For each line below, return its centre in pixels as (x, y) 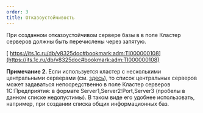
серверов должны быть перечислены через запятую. (76, 41)
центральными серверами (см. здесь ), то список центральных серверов (101, 78)
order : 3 (17, 12)
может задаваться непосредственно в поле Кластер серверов (88, 84)
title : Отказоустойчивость (41, 18)
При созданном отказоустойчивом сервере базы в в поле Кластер (94, 35)
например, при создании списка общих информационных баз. (88, 103)
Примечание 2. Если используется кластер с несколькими (84, 71)
